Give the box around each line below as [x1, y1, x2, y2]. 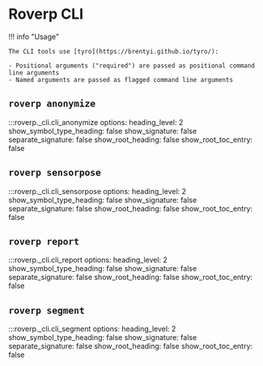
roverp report [8, 235, 79, 248]
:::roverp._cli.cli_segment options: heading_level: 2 [8, 324, 176, 334]
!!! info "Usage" [8, 32, 60, 41]
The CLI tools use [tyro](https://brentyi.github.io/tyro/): [8, 47, 219, 55]
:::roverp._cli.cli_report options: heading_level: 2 [8, 255, 168, 265]
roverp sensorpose [8, 167, 101, 179]
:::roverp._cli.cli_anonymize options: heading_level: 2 [8, 117, 184, 127]
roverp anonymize [8, 98, 95, 110]
